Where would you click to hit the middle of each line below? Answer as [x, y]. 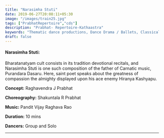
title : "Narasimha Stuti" [31, 10]
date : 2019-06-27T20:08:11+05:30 [39, 14]
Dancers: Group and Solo [31, 126]
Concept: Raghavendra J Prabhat [39, 88]
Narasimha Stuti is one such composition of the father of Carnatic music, [78, 68]
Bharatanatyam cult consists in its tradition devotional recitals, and [72, 63]
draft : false [18, 37]
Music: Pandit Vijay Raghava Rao [38, 107]
